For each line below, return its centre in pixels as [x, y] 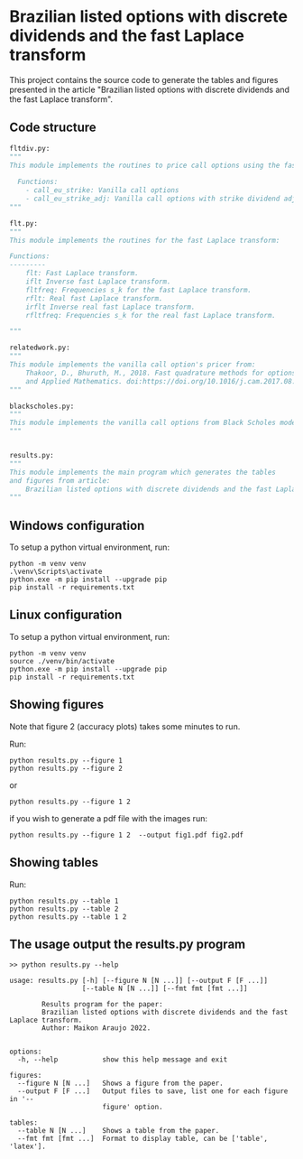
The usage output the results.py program [128, 944]
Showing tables [54, 862]
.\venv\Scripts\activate [56, 572]
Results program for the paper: [103, 1005]
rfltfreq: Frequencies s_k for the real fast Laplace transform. [151, 315]
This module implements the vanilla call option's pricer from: [133, 365]
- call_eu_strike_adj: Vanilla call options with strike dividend [153, 199]
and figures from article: [60, 480]
